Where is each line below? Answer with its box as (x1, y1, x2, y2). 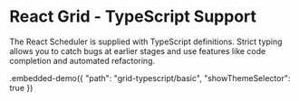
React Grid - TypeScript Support (9, 6, 256, 27)
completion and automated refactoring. (9, 55, 156, 66)
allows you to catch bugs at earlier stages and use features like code (9, 45, 266, 56)
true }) (9, 82, 34, 93)
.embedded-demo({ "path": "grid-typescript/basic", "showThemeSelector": (9, 72, 291, 83)
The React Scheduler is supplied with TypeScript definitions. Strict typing (9, 36, 283, 47)
